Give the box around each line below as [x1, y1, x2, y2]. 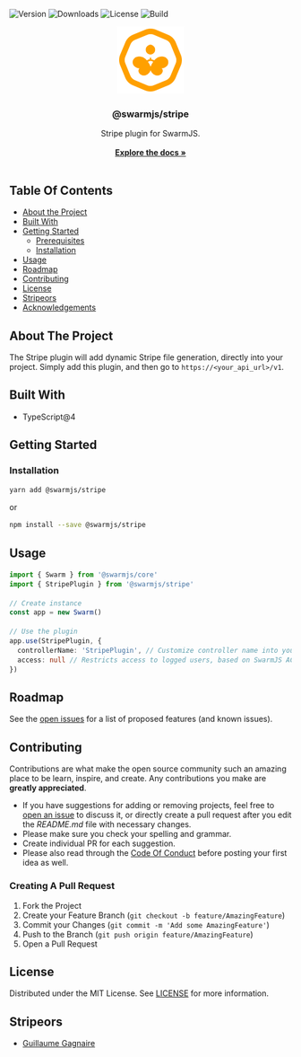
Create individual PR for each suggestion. [21, 838, 176, 849]
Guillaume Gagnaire [21, 1038, 96, 1049]
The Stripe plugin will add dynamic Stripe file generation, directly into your [9, 351, 284, 363]
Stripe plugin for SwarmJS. [100, 128, 201, 139]
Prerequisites [35, 235, 85, 246]
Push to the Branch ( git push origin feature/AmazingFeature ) [21, 929, 254, 939]
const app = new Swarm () [9, 608, 102, 617]
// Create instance [9, 598, 82, 608]
